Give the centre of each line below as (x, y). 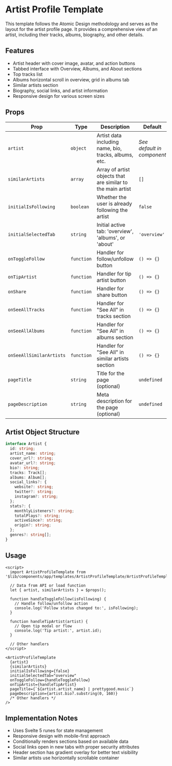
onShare (17, 291)
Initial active (111, 225)
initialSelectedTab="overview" (43, 675)
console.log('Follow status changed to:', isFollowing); (77, 608)
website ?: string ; (34, 487)
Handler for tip (114, 274)
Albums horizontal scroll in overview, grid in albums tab (71, 79)
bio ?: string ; (25, 468)
